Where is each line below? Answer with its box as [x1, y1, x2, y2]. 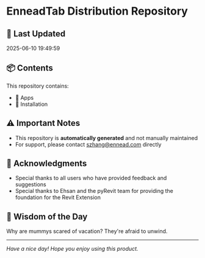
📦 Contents [6, 63, 53, 74]
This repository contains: [6, 82, 69, 89]
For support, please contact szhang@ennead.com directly [15, 141, 162, 148]
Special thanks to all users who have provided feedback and [15, 175, 167, 182]
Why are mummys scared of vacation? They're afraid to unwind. [6, 228, 168, 235]
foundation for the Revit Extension [15, 193, 101, 201]
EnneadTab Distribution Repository [6, 4, 188, 18]
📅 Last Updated [6, 29, 66, 39]
